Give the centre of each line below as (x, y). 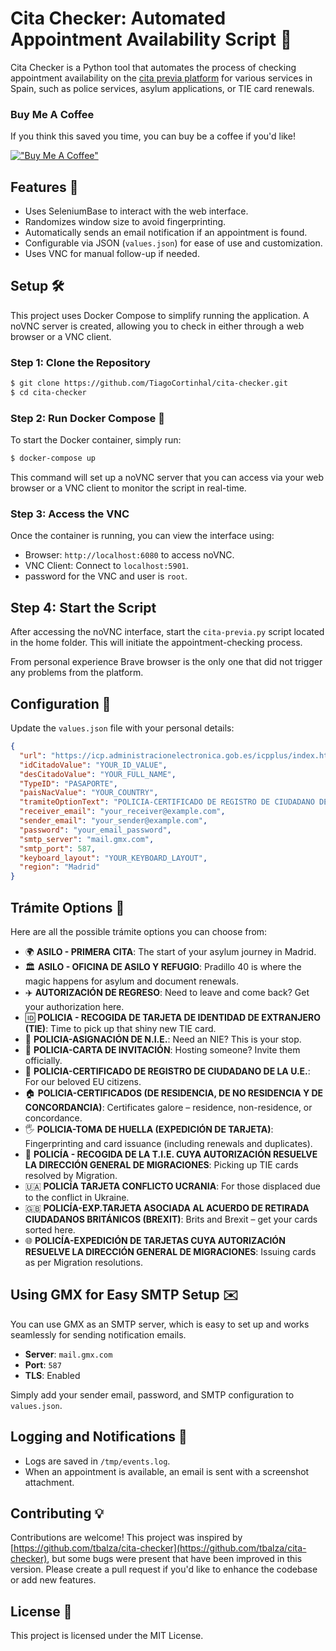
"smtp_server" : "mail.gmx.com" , (87, 839)
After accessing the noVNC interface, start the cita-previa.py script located (167, 632)
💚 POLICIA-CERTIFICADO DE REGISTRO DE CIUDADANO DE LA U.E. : (167, 1071)
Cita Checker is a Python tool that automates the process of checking (153, 67)
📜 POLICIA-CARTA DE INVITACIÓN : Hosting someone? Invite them (162, 1049)
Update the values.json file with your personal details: (122, 728)
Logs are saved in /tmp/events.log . (97, 1461)
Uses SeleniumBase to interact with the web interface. (136, 211)
